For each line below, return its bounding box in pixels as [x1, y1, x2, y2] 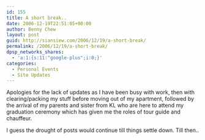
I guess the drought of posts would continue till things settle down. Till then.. [6, 126, 199, 134]
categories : [6, 60, 37, 66]
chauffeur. [6, 115, 32, 122]
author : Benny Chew [6, 26, 56, 33]
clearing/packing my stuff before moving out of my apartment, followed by [6, 95, 195, 103]
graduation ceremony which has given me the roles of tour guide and [6, 108, 181, 115]
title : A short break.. [6, 15, 67, 21]
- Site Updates [12, 72, 51, 78]
